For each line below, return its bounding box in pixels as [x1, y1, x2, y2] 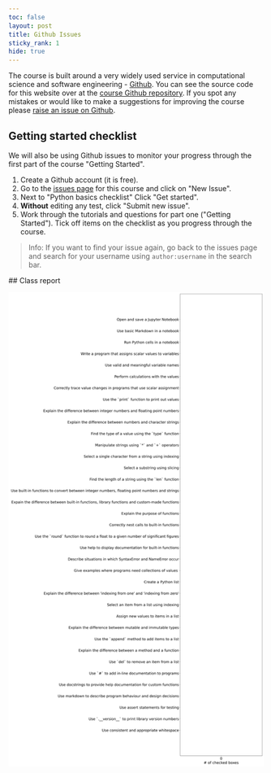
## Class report [8, 275, 61, 285]
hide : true [8, 47, 45, 56]
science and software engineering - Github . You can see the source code [8, 80, 254, 90]
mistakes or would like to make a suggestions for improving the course [8, 97, 245, 107]
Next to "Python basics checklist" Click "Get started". [19, 192, 199, 202]
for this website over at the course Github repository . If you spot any [8, 88, 237, 98]
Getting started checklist [8, 129, 137, 142]
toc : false [8, 13, 45, 21]
